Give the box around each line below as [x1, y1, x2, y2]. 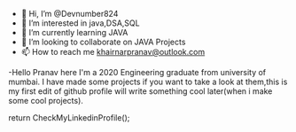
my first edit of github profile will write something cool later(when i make [8, 86, 273, 97]
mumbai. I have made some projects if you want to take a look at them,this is [8, 76, 288, 87]
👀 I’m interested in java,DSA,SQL [20, 18, 140, 28]
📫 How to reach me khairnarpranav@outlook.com [20, 47, 206, 57]
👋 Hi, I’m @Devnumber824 [20, 9, 119, 19]
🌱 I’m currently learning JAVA [20, 27, 129, 37]
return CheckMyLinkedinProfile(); [8, 113, 130, 123]
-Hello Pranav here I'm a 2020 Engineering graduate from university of [8, 67, 267, 77]
